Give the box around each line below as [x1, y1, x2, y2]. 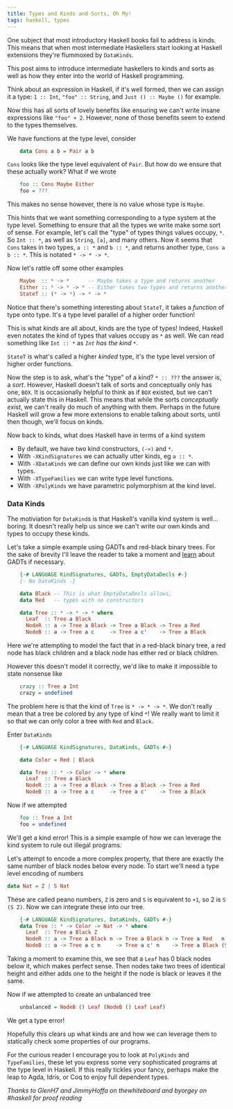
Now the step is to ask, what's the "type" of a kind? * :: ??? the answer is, [7, 373, 222, 382]
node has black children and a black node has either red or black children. [7, 649, 219, 657]
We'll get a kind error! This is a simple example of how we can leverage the [7, 833, 222, 842]
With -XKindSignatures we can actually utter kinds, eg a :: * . [17, 452, 193, 460]
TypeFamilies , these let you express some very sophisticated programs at [7, 1057, 218, 1066]
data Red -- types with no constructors [19, 597, 144, 604]
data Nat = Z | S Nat [7, 882, 70, 890]
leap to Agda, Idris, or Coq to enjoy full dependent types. [7, 1073, 170, 1081]
